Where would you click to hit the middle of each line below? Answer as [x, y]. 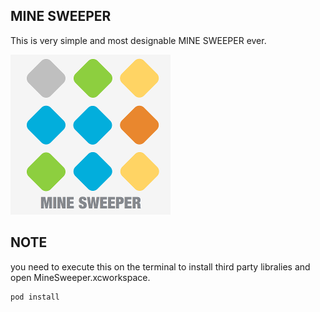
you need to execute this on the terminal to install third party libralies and [160, 266]
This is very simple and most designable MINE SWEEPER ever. [138, 40]
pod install [35, 297]
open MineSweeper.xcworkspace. [80, 277]
